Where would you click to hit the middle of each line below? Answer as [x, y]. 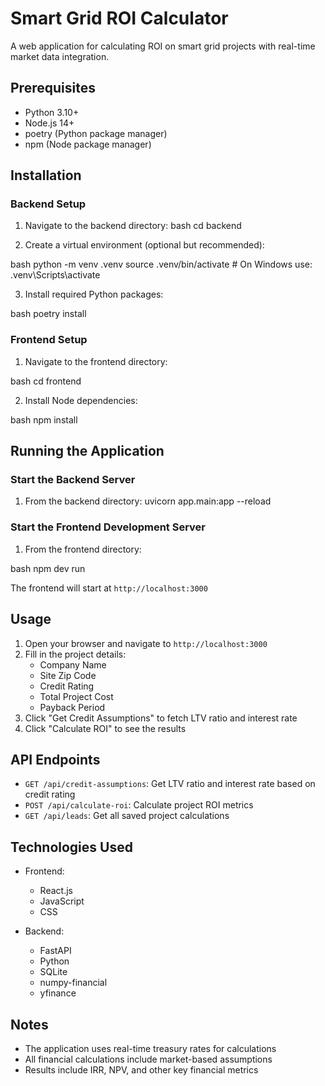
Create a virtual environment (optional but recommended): [144, 245]
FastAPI [55, 951]
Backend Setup [48, 204]
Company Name [73, 664]
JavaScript [62, 901]
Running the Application [87, 451]
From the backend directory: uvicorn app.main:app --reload [148, 501]
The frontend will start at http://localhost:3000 [109, 588]
